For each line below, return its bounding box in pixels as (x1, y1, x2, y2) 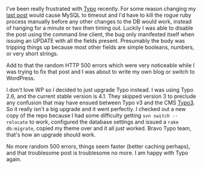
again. (6, 156, 22, 162)
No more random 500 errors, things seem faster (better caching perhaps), (6, 143, 191, 150)
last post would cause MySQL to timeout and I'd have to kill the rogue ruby (6, 11, 192, 19)
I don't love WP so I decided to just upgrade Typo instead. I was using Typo (6, 86, 194, 93)
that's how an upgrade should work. (6, 131, 96, 138)
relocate (6, 120, 28, 126)
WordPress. (6, 75, 36, 81)
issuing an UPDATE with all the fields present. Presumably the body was (6, 37, 185, 44)
